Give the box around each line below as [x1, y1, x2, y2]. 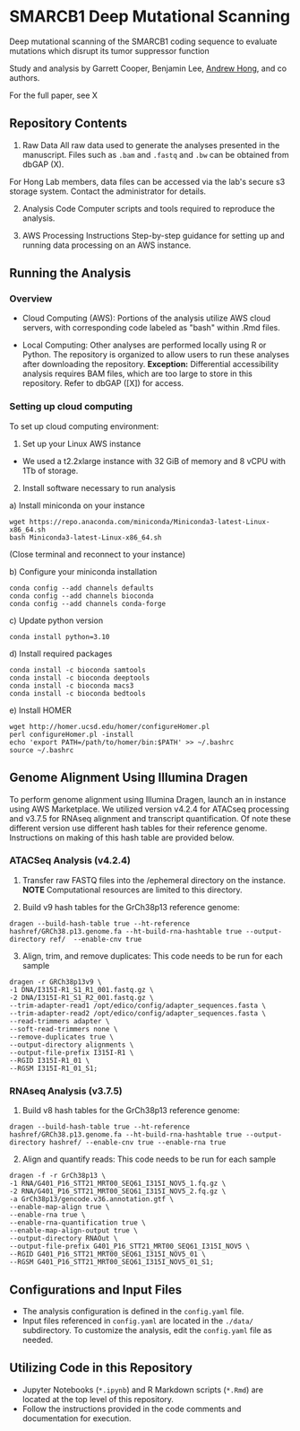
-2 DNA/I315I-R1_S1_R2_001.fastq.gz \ [9, 993, 154, 1002]
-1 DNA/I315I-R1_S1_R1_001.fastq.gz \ [9, 985, 154, 994]
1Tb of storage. [21, 465, 79, 476]
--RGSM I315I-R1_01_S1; [9, 1064, 99, 1073]
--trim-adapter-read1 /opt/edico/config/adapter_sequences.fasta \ [9, 1001, 267, 1010]
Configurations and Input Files [9, 1282, 182, 1297]
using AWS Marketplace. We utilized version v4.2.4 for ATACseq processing [9, 803, 289, 814]
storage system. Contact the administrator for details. [9, 186, 207, 197]
